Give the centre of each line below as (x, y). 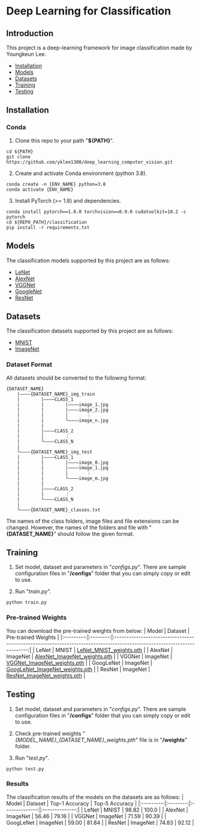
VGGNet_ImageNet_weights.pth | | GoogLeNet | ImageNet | (79, 662)
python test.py (25, 769)
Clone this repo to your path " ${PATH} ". (64, 140)
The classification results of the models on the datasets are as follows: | (95, 797)
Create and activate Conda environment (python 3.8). (81, 173)
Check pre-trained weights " (50, 733)
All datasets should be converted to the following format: (76, 378)
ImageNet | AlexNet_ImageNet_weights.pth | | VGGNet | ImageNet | (89, 656)
